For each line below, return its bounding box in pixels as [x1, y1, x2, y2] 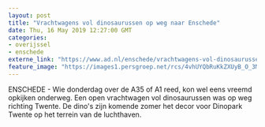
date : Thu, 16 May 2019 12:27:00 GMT [8, 26, 132, 34]
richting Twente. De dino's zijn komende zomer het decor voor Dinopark [8, 101, 243, 110]
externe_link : [8, 56, 55, 64]
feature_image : [8, 63, 58, 71]
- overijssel [8, 41, 51, 49]
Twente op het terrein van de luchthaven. [8, 110, 142, 119]
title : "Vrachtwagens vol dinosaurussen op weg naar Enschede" [8, 19, 221, 27]
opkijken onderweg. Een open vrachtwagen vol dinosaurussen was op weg [8, 92, 252, 103]
